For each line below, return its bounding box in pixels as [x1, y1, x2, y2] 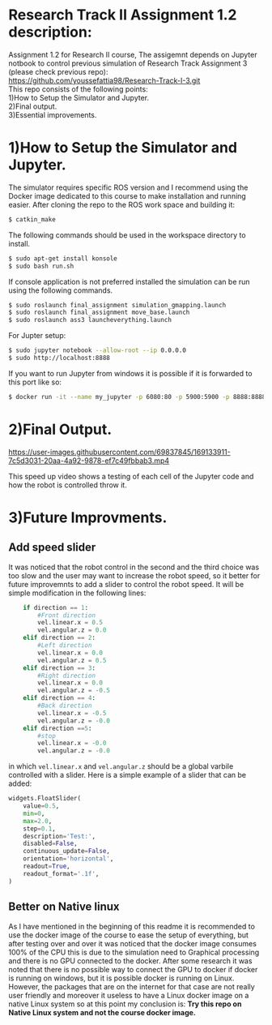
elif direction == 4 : [23, 694, 96, 702]
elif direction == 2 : [23, 634, 96, 642]
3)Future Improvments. [8, 508, 168, 526]
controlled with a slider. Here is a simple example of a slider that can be [8, 770, 247, 780]
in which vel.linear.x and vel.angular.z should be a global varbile [8, 761, 234, 771]
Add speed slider [8, 541, 96, 555]
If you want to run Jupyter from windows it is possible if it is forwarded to [8, 368, 253, 378]
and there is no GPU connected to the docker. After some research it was [8, 955, 253, 966]
